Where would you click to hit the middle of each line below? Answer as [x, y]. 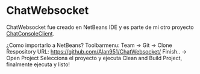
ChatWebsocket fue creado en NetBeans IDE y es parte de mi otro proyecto [100, 27]
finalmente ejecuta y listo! [38, 64]
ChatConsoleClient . [30, 33]
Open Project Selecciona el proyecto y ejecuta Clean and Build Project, [94, 58]
